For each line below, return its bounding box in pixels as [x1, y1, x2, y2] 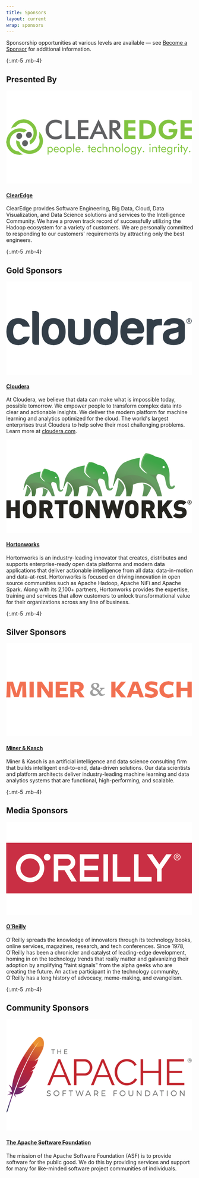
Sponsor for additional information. [6, 45, 91, 53]
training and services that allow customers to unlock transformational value [6, 592, 191, 599]
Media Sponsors [6, 806, 68, 816]
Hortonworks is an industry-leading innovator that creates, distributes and [6, 554, 187, 561]
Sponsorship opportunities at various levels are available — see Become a [6, 39, 188, 46]
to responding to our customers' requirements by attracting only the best [6, 230, 185, 238]
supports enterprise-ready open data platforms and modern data [6, 560, 165, 567]
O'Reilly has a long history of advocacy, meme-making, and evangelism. [6, 974, 183, 981]
